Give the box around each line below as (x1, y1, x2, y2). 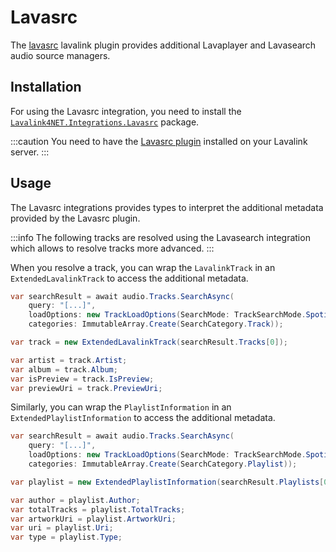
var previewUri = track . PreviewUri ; (10, 383, 163, 393)
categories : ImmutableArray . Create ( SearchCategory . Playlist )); (28, 459, 298, 470)
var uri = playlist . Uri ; (10, 523, 114, 533)
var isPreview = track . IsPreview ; (10, 374, 155, 384)
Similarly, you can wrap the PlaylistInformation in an (10, 401, 232, 413)
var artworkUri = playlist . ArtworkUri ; (10, 514, 177, 524)
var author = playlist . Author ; (10, 495, 141, 505)
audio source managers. (10, 49, 111, 61)
